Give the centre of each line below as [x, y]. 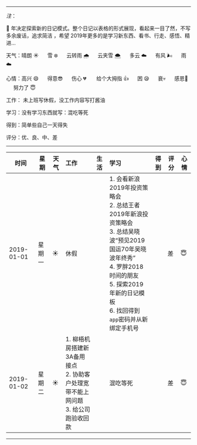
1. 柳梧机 [78, 339]
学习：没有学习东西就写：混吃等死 [47, 112]
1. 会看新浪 [125, 179]
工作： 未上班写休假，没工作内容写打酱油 [56, 100]
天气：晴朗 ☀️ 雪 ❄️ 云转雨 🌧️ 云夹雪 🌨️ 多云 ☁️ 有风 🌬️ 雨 [96, 55]
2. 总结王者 [125, 205]
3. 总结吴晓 [125, 232]
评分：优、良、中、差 [32, 137]
